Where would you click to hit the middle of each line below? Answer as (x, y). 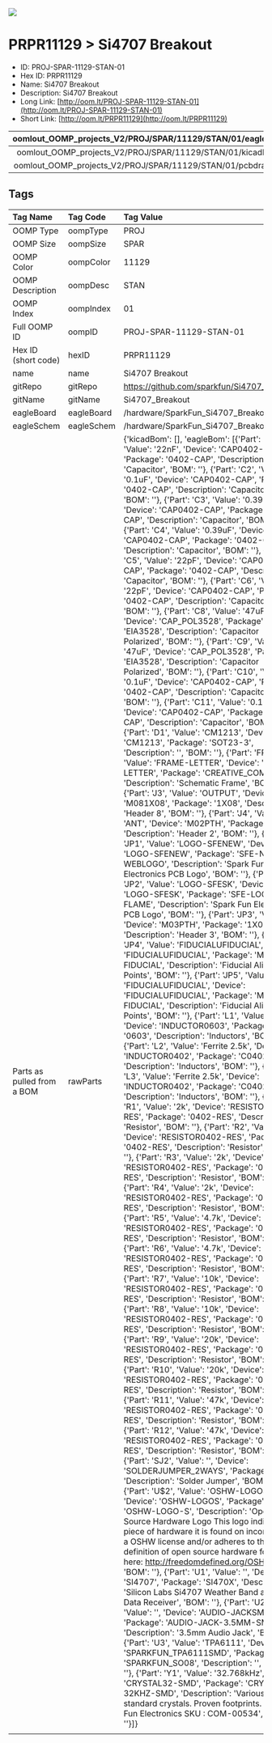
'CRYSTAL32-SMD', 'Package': (183, 1683)
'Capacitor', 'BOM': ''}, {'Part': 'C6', (190, 580)
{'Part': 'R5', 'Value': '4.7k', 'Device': (192, 1218)
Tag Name (32, 217)
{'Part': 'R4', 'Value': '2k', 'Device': (189, 1187)
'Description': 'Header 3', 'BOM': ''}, (191, 935)
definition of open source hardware (190, 1551)
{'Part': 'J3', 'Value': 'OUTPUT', (182, 793)
